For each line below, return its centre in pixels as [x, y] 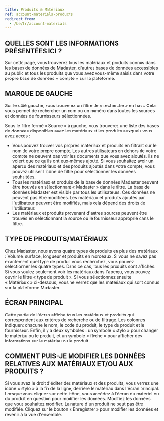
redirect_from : [21, 19]
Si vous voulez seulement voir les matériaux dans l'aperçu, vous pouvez [78, 272]
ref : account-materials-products [39, 14]
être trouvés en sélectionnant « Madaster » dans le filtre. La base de [81, 187]
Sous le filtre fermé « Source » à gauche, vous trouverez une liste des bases [82, 125]
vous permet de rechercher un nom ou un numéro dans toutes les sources [80, 110]
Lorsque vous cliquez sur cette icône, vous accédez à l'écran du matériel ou [82, 394]
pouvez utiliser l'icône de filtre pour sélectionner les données [74, 171]
